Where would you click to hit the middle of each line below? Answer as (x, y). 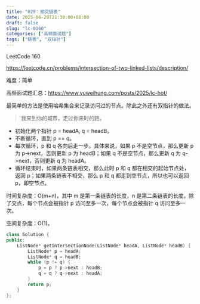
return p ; (40, 284)
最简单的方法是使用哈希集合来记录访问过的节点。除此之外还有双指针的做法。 (100, 106)
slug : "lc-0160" (26, 28)
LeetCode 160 (23, 56)
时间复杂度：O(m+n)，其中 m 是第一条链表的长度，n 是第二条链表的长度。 (98, 196)
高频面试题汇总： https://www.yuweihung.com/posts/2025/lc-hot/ (87, 93)
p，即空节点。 (32, 183)
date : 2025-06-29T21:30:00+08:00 (48, 17)
